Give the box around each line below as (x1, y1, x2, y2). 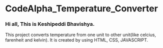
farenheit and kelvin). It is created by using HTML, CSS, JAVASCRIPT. (5, 37, 148, 43)
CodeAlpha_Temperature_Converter (5, 3, 158, 14)
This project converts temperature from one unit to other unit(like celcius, (5, 32, 156, 38)
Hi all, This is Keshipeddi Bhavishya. (5, 21, 95, 28)
